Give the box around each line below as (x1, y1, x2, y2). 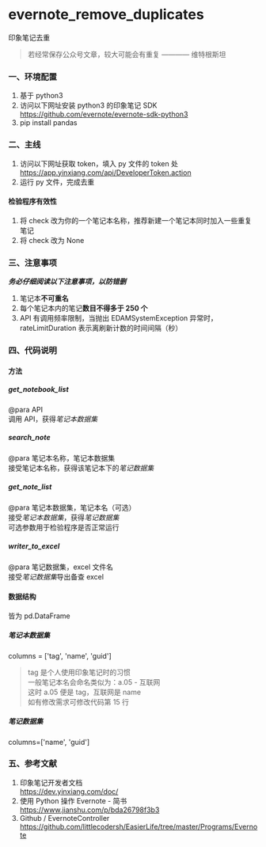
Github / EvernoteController (19, 813, 110, 822)
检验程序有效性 (8, 196, 57, 207)
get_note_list (8, 482, 52, 492)
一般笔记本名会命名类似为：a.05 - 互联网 (27, 677, 161, 686)
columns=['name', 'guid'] (8, 737, 90, 746)
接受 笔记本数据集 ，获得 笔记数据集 (8, 513, 120, 522)
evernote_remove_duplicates (8, 6, 204, 24)
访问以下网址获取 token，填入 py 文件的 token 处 (19, 158, 178, 168)
